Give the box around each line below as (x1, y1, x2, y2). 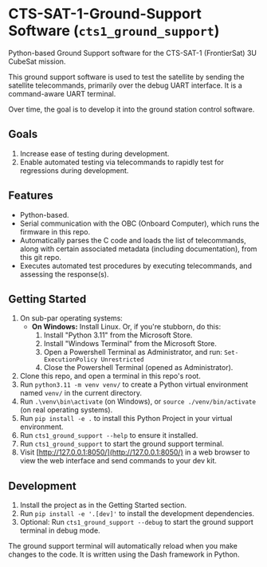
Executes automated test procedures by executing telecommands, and (19, 261, 253, 270)
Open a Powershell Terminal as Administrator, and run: (43, 348, 223, 357)
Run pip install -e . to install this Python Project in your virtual (19, 414, 233, 423)
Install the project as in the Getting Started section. (19, 500, 187, 510)
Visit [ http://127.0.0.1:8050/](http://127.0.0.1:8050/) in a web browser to (19, 447, 250, 457)
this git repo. (19, 252, 62, 262)
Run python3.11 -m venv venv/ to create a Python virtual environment (19, 380, 249, 389)
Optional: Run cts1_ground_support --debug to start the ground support (19, 518, 253, 527)
